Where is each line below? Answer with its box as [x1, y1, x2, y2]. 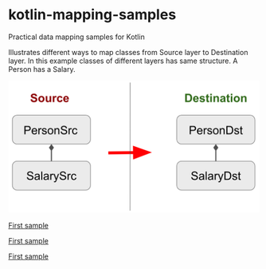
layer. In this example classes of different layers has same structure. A [8, 56, 238, 65]
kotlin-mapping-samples [8, 6, 177, 24]
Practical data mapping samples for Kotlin [8, 32, 145, 42]
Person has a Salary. [8, 64, 76, 73]
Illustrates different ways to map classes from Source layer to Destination [8, 47, 248, 57]
